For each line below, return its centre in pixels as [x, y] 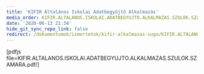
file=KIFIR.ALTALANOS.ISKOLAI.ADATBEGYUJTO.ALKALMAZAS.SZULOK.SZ [102, 58]
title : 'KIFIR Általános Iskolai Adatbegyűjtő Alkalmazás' [83, 12]
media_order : [23, 18]
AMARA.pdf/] [23, 65]
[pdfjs [14, 52]
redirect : [19, 35]
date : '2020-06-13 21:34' [39, 23]
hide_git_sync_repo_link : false [47, 29]
